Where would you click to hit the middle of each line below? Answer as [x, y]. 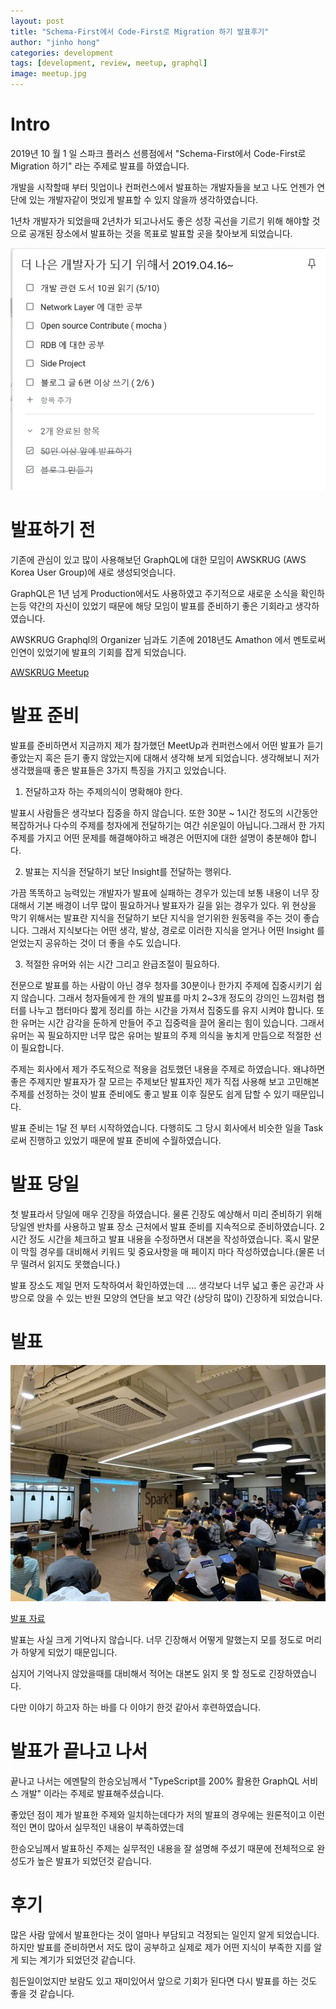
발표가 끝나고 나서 [79, 1751]
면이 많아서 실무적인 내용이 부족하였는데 [106, 1827]
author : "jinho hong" [55, 42]
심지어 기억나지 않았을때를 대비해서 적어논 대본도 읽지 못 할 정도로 [138, 1673]
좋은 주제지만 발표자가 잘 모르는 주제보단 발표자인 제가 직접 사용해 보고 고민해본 [165, 1081]
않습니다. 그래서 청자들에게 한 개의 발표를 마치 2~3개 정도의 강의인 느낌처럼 [167, 997]
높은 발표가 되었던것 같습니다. [94, 1861]
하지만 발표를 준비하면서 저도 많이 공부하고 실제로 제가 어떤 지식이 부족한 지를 [161, 1947]
